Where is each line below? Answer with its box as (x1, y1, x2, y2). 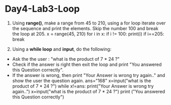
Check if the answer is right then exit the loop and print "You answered (12, 61, 162, 67)
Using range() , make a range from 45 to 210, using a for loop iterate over (12, 20, 166, 26)
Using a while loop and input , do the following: (12, 46, 112, 52)
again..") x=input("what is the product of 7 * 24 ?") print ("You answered (12, 88, 165, 94)
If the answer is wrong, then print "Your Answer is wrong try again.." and (12, 72, 165, 78)
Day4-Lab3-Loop (5, 3, 80, 15)
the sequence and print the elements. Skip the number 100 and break (12, 25, 159, 31)
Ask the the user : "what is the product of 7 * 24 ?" (12, 56, 120, 62)
